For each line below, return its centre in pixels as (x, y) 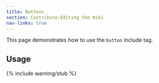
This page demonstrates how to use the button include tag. (80, 40)
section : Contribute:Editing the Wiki (55, 17)
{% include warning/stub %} (42, 73)
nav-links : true (26, 23)
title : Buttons (25, 12)
